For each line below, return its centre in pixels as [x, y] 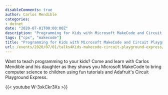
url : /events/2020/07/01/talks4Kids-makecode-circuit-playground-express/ [85, 47]
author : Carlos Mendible [31, 14]
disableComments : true [29, 10]
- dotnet [14, 24]
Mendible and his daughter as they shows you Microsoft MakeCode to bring [83, 66]
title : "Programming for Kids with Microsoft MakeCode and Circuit [77, 42]
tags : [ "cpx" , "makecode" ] [33, 38]
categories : [17, 19]
